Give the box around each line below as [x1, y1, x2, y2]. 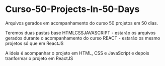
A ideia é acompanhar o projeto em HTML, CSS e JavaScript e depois [5, 50, 149, 56]
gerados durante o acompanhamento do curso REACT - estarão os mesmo [5, 35, 160, 41]
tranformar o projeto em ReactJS [5, 55, 73, 61]
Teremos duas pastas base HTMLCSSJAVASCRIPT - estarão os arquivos [5, 29, 156, 35]
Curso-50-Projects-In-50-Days [5, 3, 140, 15]
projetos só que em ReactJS [5, 40, 64, 46]
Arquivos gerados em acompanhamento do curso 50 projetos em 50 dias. [5, 20, 158, 26]
